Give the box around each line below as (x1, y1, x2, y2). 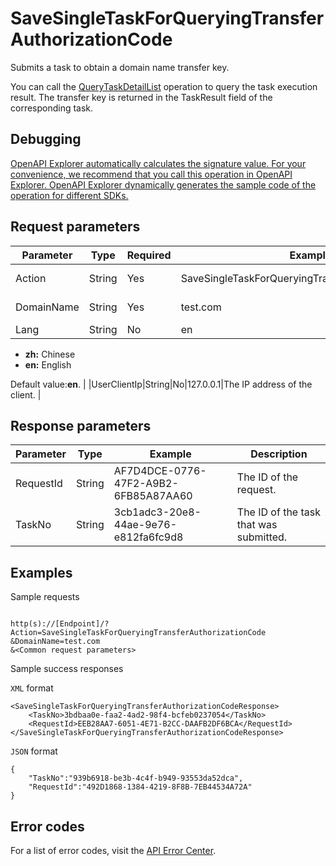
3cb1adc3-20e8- (113, 505, 202, 519)
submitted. (236, 530, 288, 544)
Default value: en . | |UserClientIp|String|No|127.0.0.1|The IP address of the (10, 378, 313, 390)
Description (250, 447, 308, 461)
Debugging (10, 131, 82, 148)
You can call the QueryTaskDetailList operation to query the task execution (10, 80, 318, 92)
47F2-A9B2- (113, 477, 179, 491)
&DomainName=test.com (10, 637, 101, 647)
